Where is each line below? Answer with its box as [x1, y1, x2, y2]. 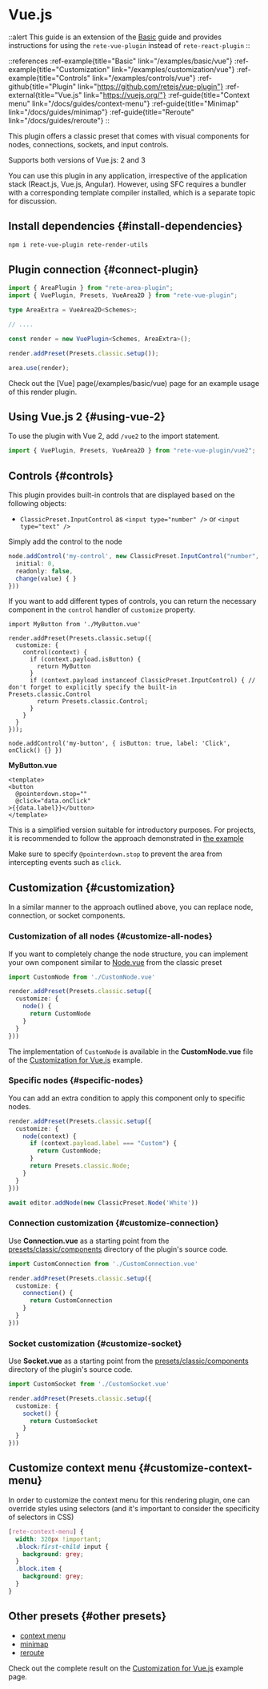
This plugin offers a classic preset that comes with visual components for [8, 131, 250, 141]
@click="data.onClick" [15, 797, 91, 806]
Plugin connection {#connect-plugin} [8, 263, 199, 277]
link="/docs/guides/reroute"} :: [8, 115, 110, 125]
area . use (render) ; [8, 364, 70, 372]
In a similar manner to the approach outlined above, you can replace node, [8, 903, 254, 912]
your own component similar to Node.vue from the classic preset [8, 957, 222, 967]
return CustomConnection [29, 1297, 113, 1305]
